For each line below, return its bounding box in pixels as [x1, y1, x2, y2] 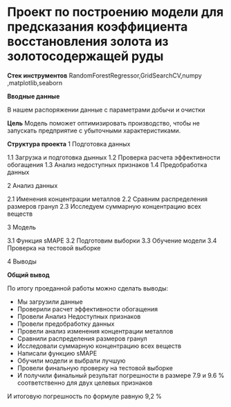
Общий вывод [7, 270, 50, 279]
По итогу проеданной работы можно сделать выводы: [7, 284, 169, 292]
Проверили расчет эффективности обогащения [17, 304, 158, 313]
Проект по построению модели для [7, 4, 224, 20]
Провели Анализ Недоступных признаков [17, 312, 141, 320]
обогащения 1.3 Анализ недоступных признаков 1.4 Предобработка [7, 160, 207, 168]
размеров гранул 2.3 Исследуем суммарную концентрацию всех [7, 202, 202, 210]
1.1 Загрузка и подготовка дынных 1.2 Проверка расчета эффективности [7, 153, 221, 162]
